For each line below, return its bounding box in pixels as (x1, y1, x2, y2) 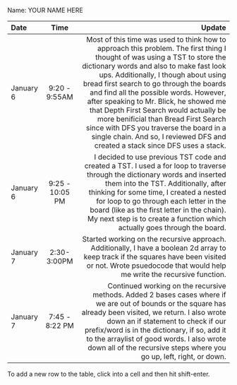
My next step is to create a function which (87, 214, 226, 223)
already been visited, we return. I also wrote (81, 307, 226, 317)
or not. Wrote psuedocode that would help (86, 261, 226, 271)
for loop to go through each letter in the (96, 196, 226, 206)
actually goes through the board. (118, 223, 226, 232)
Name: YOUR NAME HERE (7, 6, 83, 14)
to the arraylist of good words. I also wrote (86, 334, 226, 343)
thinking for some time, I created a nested (88, 187, 226, 197)
